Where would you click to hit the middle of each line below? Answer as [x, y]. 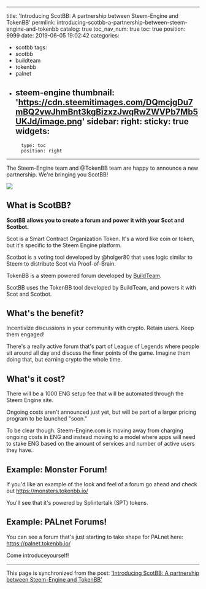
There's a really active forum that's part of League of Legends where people [103, 346]
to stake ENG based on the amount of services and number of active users [101, 444]
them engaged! [25, 334]
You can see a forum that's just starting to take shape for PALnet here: [95, 537]
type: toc [33, 145]
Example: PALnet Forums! [57, 522]
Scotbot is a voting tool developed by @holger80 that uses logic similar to [100, 257]
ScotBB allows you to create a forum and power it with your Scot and [95, 220]
